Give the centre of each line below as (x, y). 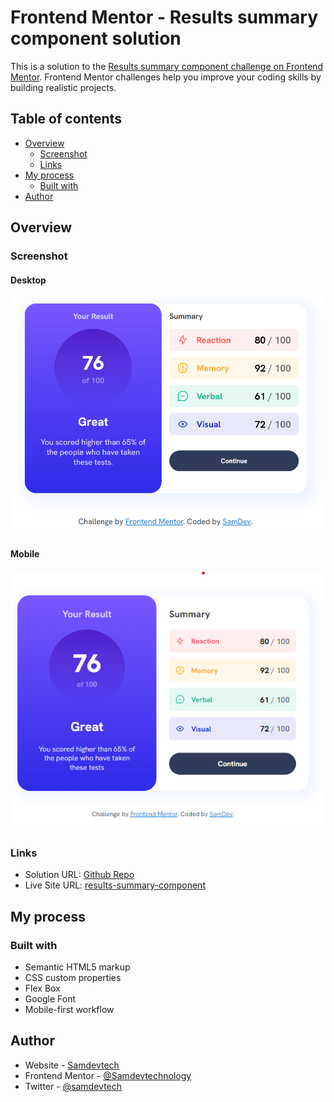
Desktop (28, 280)
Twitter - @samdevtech (73, 1086)
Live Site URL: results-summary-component (115, 885)
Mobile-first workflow (69, 1010)
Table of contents (66, 119)
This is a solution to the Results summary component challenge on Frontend (167, 66)
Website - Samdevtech (72, 1065)
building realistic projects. (63, 87)
